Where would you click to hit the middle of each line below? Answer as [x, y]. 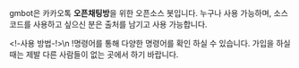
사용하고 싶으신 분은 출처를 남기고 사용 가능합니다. [120, 24]
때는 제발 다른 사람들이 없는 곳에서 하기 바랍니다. [94, 55]
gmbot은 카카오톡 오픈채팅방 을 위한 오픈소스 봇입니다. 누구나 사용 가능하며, [141, 13]
